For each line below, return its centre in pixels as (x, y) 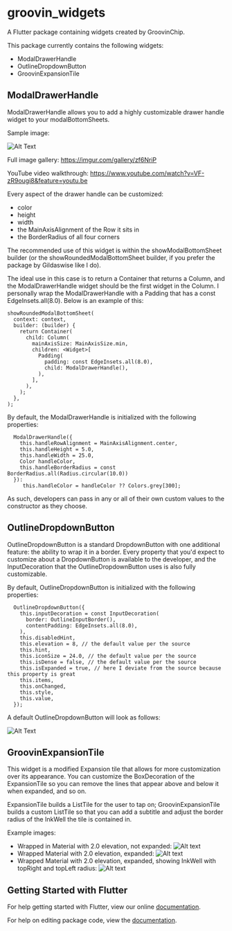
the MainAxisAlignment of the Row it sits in (78, 229)
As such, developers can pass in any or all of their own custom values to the (116, 498)
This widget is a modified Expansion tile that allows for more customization (114, 769)
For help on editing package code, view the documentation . (92, 921)
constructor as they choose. (47, 506)
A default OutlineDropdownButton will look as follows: (84, 717)
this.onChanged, (43, 686)
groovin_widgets (56, 13)
